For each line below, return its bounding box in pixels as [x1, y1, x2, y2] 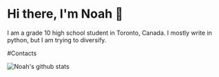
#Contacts [7, 49, 37, 57]
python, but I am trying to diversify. [7, 35, 107, 44]
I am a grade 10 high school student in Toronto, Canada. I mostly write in [7, 29, 212, 37]
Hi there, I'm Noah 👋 [7, 6, 124, 22]
